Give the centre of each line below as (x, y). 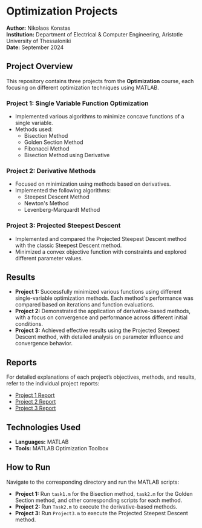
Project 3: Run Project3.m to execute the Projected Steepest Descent (102, 513)
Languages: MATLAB (42, 442)
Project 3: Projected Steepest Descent (64, 226)
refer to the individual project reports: (53, 384)
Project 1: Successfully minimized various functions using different (98, 292)
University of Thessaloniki (39, 41)
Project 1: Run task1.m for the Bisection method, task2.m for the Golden (104, 493)
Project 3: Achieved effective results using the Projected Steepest (97, 330)
